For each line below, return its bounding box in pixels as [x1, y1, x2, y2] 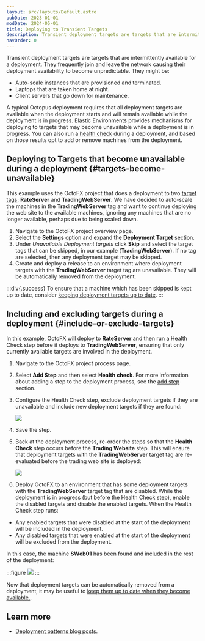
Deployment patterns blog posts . [15, 628, 98, 635]
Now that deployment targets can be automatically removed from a [6, 580, 175, 588]
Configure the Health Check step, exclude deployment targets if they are [15, 396, 198, 404]
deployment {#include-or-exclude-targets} [6, 319, 175, 329]
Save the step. [15, 426, 52, 433]
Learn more [6, 612, 51, 622]
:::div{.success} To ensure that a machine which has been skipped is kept [6, 284, 192, 292]
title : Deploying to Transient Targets [6, 26, 108, 32]
